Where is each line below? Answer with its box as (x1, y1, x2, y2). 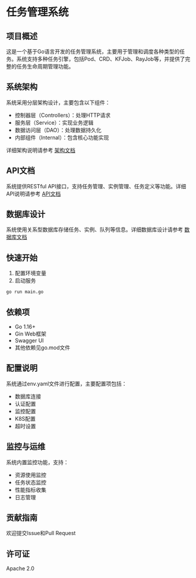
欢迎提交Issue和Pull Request (6, 530, 76, 537)
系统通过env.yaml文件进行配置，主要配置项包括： (6, 380, 127, 387)
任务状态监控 (14, 478, 46, 486)
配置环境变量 (14, 269, 46, 277)
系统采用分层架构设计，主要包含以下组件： (6, 99, 110, 106)
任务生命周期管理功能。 (16, 63, 74, 70)
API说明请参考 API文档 (6, 190, 61, 197)
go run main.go (6, 289, 44, 295)
